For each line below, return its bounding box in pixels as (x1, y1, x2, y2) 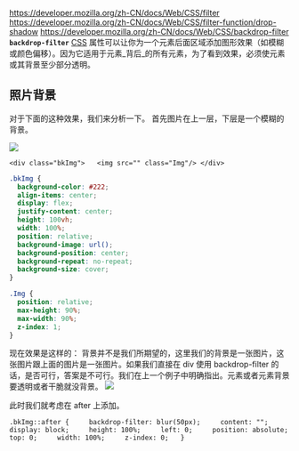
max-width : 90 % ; (17, 314, 77, 323)
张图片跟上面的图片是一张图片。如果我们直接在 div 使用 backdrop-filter (9, 359, 270, 370)
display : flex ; (17, 199, 74, 208)
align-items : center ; (17, 190, 98, 199)
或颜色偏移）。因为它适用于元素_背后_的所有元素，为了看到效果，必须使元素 (9, 48, 286, 59)
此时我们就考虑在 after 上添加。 (9, 400, 125, 411)
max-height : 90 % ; (17, 306, 82, 315)
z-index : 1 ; (17, 322, 62, 332)
